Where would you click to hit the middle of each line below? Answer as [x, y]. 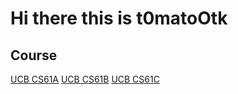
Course [34, 55]
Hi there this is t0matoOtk [119, 18]
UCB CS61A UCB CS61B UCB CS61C [85, 79]
